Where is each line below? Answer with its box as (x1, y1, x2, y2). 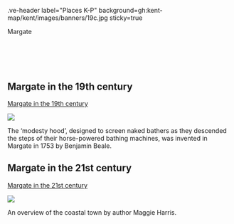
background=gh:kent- (98, 6, 163, 14)
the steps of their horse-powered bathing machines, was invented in (7, 134, 208, 142)
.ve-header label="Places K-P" (7, 6, 97, 14)
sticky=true (109, 14, 143, 22)
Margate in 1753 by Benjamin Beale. (7, 142, 112, 150)
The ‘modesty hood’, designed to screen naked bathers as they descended (7, 127, 228, 134)
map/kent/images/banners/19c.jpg (7, 14, 108, 22)
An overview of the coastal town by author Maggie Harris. (7, 208, 176, 216)
